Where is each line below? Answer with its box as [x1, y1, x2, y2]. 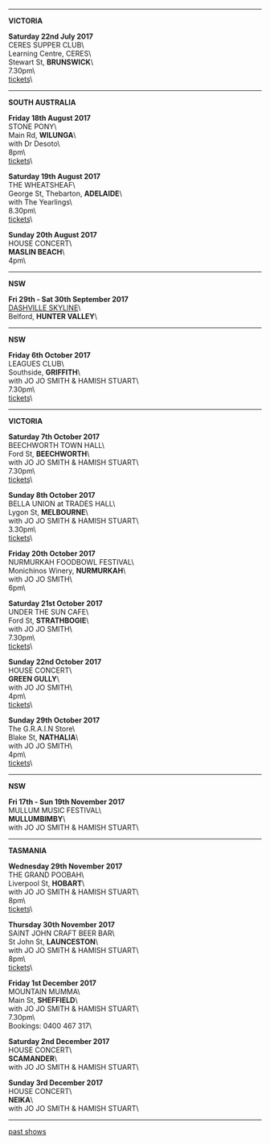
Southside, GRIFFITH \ [8, 367, 80, 377]
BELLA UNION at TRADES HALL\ [8, 499, 116, 508]
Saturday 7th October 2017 [8, 432, 100, 441]
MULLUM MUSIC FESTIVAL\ [8, 806, 102, 814]
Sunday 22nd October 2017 [8, 657, 102, 666]
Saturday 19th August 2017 [8, 172, 100, 181]
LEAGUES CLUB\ [8, 359, 64, 368]
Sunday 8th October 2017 [8, 491, 96, 499]
